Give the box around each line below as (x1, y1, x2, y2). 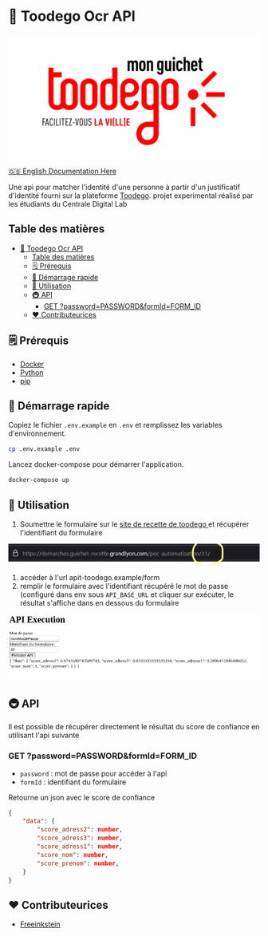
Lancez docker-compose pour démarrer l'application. (8, 460, 184, 469)
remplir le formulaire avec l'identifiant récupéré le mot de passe (19, 582, 229, 591)
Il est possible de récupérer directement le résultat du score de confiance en (8, 722, 260, 732)
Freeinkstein (19, 919, 61, 929)
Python (19, 367, 44, 377)
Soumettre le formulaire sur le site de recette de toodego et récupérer (19, 519, 250, 529)
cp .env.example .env (8, 445, 81, 453)
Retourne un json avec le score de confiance (8, 792, 156, 802)
